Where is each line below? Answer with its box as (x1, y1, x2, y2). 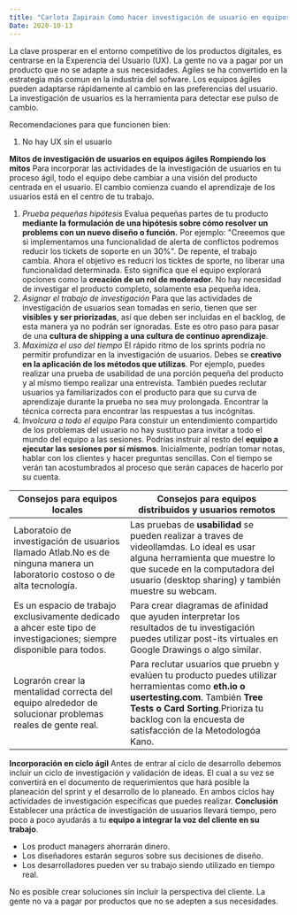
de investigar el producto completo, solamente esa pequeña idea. (21, 283, 262, 294)
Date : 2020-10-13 (9, 21, 73, 30)
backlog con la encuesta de (129, 713, 245, 726)
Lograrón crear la (13, 674, 86, 687)
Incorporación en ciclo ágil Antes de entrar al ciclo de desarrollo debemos (9, 757, 282, 768)
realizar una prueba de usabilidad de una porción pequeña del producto (21, 368, 285, 379)
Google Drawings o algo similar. (129, 643, 263, 656)
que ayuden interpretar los (129, 610, 240, 622)
